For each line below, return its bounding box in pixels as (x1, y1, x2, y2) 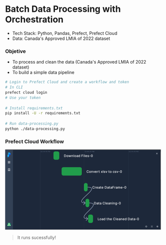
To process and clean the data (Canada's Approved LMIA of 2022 (12, 59, 147, 65)
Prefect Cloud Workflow (5, 138, 64, 145)
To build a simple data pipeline (12, 70, 75, 75)
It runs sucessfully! (17, 234, 56, 240)
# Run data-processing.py (5, 121, 58, 126)
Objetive (5, 48, 26, 55)
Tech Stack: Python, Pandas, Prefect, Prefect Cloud (12, 30, 118, 36)
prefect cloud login (5, 90, 48, 95)
